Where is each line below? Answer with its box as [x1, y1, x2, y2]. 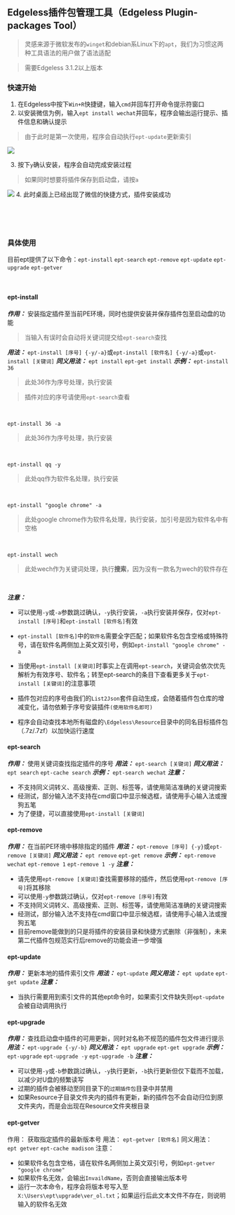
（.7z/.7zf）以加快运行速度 [17, 726, 95, 734]
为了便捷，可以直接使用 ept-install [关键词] [17, 809, 145, 817]
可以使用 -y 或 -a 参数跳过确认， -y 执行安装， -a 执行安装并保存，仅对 [17, 607, 209, 616]
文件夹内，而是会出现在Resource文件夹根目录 [17, 1102, 150, 1110]
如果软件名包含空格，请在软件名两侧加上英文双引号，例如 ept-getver [17, 1158, 215, 1167]
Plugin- [164, 6, 199, 19]
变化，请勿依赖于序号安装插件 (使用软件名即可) [23, 702, 153, 711]
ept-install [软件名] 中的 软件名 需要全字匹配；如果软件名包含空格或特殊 [17, 631, 222, 640]
